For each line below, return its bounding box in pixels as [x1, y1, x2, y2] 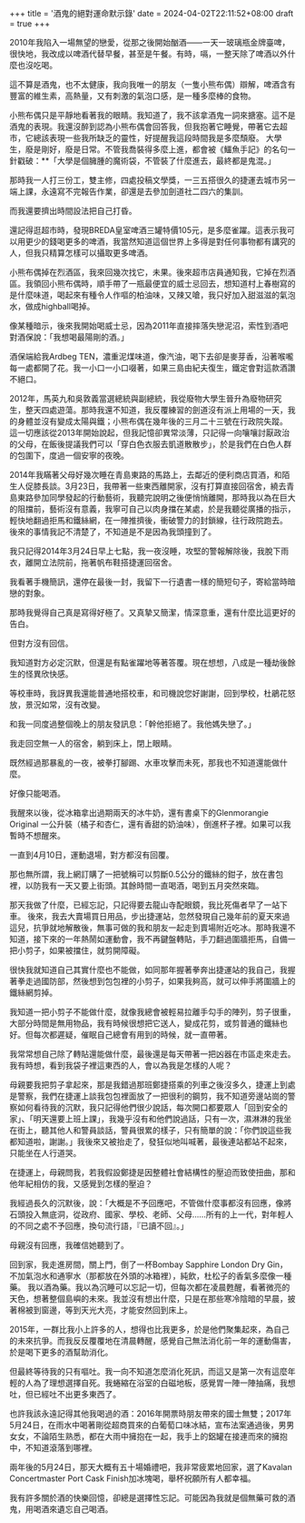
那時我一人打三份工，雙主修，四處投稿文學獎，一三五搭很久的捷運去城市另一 [9, 175, 296, 185]
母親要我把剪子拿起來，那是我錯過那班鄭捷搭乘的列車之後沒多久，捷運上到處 [9, 1080, 296, 1090]
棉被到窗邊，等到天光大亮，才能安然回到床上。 [16, 1305, 192, 1315]
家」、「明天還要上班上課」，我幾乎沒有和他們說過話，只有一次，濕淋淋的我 [9, 1113, 284, 1124]
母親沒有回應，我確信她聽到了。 [9, 1240, 129, 1250]
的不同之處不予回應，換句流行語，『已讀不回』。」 [9, 1221, 189, 1231]
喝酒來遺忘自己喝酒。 [33, 1504, 113, 1514]
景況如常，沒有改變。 [25, 699, 105, 710]
